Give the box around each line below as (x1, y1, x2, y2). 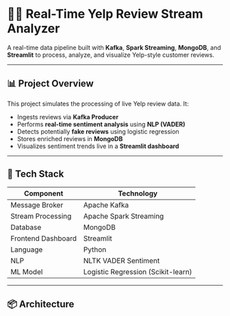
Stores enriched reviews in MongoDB (16, 134, 123, 143)
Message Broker (10, 200, 64, 210)
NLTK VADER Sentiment (83, 256, 160, 265)
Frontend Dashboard (10, 233, 77, 243)
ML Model (10, 267, 43, 276)
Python (83, 245, 107, 254)
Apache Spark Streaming (83, 211, 164, 221)
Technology (118, 189, 158, 198)
